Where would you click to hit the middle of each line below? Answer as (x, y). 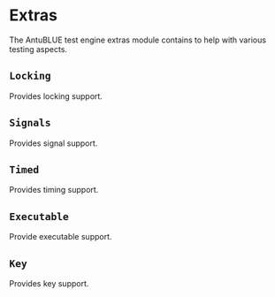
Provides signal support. (53, 143)
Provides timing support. (54, 190)
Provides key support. (49, 283)
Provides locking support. (56, 96)
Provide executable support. (61, 237)
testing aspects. (38, 49)
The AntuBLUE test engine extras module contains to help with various (138, 40)
